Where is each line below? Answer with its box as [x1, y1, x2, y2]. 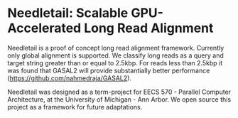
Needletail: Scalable [7, 5, 129, 21]
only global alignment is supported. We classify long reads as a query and [7, 51, 224, 60]
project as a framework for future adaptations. [7, 102, 143, 111]
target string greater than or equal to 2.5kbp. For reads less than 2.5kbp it [7, 58, 222, 67]
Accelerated [7, 20, 82, 36]
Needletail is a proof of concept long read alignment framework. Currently [7, 43, 225, 52]
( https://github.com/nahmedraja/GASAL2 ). [7, 73, 131, 82]
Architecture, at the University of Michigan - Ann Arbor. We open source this [7, 95, 232, 104]
